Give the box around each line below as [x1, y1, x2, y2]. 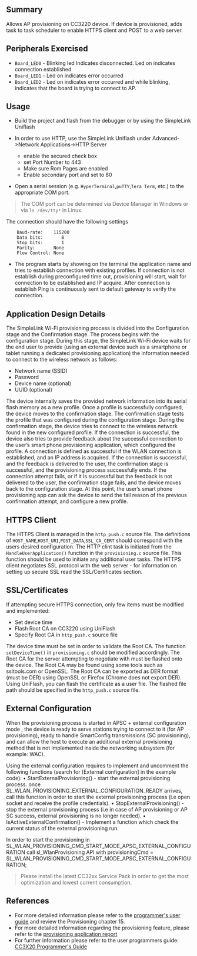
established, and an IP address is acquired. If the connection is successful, [6, 454, 188, 461]
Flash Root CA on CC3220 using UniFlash [14, 625, 116, 632]
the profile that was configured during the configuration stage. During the [6, 416, 184, 423]
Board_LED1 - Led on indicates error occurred [14, 72, 123, 79]
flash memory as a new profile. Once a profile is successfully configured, [6, 404, 183, 411]
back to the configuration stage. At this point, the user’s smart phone [6, 485, 173, 492]
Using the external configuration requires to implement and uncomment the [6, 762, 189, 769]
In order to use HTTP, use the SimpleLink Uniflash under [14, 135, 151, 142]
